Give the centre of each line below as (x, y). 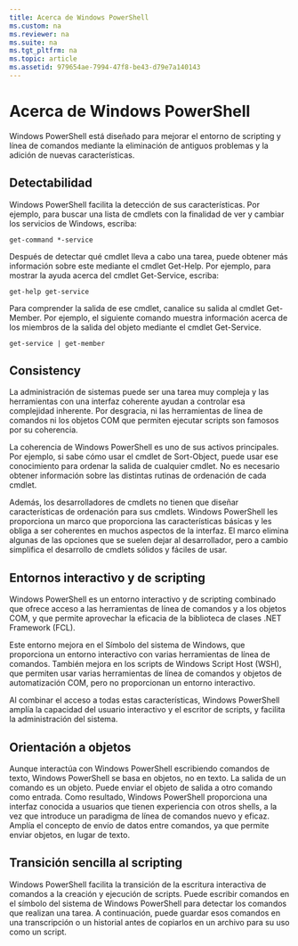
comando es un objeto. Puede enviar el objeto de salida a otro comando (141, 788)
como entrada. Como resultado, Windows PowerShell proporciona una (138, 797)
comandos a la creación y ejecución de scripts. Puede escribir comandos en (149, 893)
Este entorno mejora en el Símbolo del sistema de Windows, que (127, 645)
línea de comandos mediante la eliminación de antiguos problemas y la (139, 145)
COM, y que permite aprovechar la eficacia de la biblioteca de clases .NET (145, 618)
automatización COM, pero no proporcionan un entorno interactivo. (133, 683)
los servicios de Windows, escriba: (73, 223)
